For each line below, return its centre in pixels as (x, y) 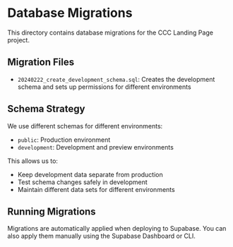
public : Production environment (64, 140)
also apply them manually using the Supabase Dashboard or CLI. (102, 236)
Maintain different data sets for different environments (96, 189)
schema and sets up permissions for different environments (104, 87)
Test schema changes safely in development (83, 182)
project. (19, 40)
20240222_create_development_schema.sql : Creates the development (116, 79)
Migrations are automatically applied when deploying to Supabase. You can (117, 229)
